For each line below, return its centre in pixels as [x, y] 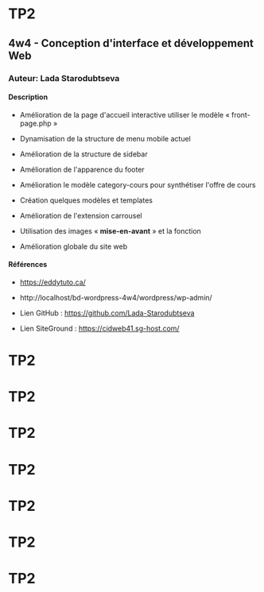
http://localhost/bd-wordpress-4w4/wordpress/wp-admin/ [116, 297]
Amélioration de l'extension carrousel [81, 215]
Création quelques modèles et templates [86, 200]
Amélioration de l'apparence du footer [82, 169]
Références [28, 265]
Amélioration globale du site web [74, 246]
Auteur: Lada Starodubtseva [64, 78]
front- [241, 114]
